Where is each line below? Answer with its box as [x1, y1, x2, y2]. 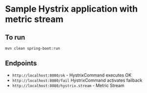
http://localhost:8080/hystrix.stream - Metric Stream [12, 82, 124, 88]
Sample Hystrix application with [5, 3, 138, 15]
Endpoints [5, 59, 37, 68]
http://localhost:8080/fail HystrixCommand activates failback [12, 77, 143, 83]
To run [5, 33, 25, 41]
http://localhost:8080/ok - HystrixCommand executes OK [12, 72, 132, 78]
